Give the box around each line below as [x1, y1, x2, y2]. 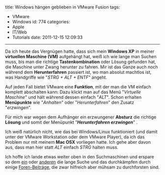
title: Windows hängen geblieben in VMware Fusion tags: [5, 4, 120, 10]
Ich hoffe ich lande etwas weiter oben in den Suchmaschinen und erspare [5, 154, 155, 159]
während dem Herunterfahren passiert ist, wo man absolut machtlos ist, [5, 69, 152, 75]
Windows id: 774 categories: [12, 19, 70, 24]
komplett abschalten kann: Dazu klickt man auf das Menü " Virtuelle [5, 89, 141, 95]
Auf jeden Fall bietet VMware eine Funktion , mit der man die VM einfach [5, 84, 151, 89]
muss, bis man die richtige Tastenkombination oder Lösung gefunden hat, [5, 59, 156, 65]
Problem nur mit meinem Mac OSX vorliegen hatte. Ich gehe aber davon [5, 139, 151, 145]
